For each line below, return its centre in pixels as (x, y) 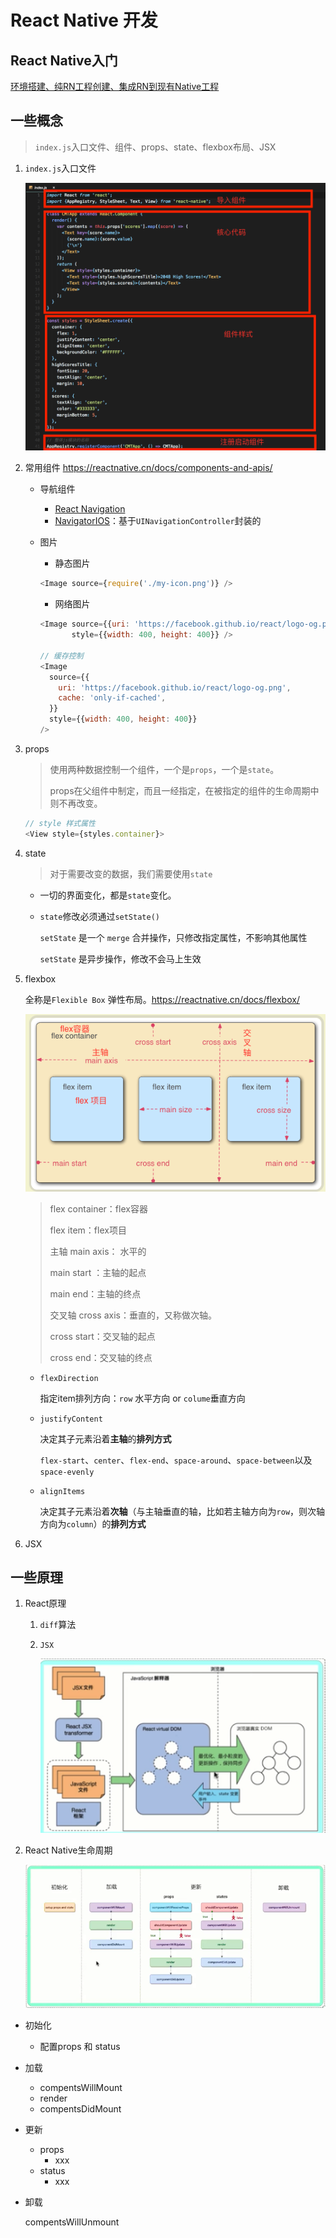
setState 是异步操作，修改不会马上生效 (120, 958)
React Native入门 (64, 60)
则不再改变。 (76, 803)
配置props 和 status (80, 2046)
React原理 (45, 1603)
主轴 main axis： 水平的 (98, 1251)
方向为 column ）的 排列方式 (93, 1523)
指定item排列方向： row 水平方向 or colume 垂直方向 (142, 1398)
